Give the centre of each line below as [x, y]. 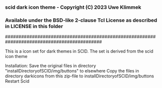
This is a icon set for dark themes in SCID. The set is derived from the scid [79, 51]
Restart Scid [17, 81]
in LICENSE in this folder [34, 26]
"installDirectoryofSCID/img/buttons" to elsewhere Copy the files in [72, 71]
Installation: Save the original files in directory [50, 66]
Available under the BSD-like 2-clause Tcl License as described [81, 20]
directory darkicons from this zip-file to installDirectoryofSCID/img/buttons [80, 76]
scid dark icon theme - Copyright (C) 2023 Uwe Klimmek [73, 7]
